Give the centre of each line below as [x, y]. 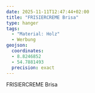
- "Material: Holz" [36, 34]
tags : [13, 28]
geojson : [17, 46]
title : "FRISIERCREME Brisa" [42, 17]
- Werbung [24, 40]
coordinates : [28, 51]
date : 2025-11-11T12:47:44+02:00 [48, 12]
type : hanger [22, 23]
